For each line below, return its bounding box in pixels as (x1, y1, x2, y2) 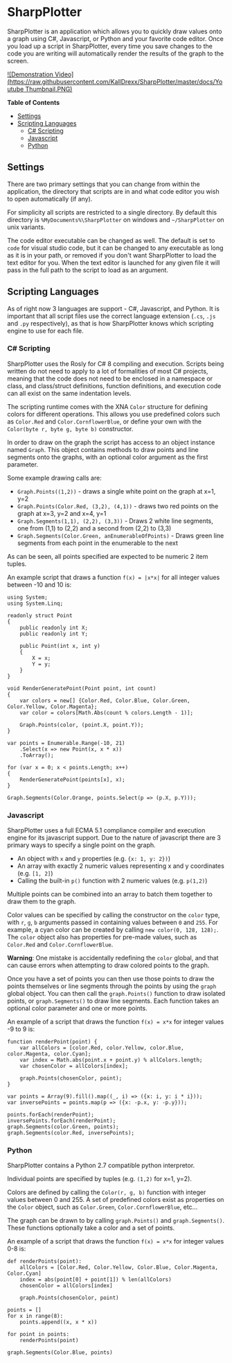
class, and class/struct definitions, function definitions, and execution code (7, 381, 222, 390)
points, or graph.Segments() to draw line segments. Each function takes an (7, 997, 220, 1005)
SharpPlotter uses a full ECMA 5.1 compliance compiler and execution (7, 826, 206, 835)
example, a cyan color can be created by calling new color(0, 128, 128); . (7, 926, 219, 934)
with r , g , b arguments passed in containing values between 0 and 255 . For (7, 918, 218, 927)
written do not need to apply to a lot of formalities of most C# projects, (7, 367, 208, 375)
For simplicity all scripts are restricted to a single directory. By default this (7, 208, 217, 216)
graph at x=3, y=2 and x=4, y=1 (17, 509, 107, 517)
